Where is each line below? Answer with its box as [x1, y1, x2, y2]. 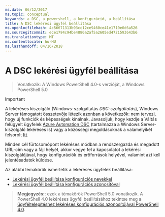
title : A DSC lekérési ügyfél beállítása [5, 21, 92, 26]
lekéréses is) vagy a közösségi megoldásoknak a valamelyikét [26, 126, 153, 132]
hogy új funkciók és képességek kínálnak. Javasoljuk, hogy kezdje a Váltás [5, 116, 157, 122]
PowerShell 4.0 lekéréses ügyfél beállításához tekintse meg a [17, 196, 142, 202]
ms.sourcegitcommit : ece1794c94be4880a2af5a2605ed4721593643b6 [5, 30, 138, 35]
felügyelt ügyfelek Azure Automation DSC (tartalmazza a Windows [5, 121, 140, 127]
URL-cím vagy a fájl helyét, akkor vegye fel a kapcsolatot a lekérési [5, 146, 141, 153]
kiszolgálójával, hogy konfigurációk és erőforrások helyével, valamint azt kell [5, 152, 161, 157]
